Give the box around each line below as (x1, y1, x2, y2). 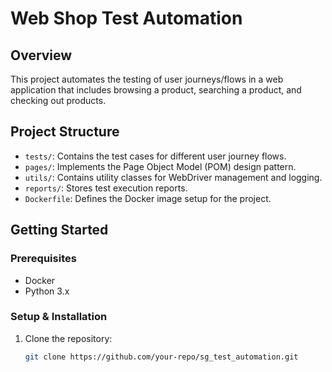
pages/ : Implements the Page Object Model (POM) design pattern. (24, 160, 297, 172)
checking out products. (10, 95, 107, 106)
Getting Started (10, 222, 109, 239)
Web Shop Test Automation (10, 7, 243, 30)
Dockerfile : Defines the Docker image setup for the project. (24, 192, 272, 204)
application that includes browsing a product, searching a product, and (10, 84, 302, 96)
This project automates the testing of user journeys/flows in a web (10, 73, 284, 85)
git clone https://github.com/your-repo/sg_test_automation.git (24, 352, 299, 362)
